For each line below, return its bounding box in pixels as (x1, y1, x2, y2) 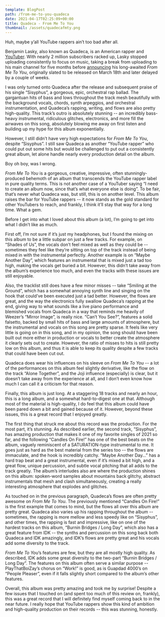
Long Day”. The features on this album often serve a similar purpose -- (5, 560, 149, 566)
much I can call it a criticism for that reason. (5, 381, 94, 387)
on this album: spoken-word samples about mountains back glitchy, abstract (5, 473, 160, 479)
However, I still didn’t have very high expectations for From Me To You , (5, 136, 149, 142)
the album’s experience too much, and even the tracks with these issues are (5, 268, 159, 274)
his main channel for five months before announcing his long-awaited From (5, 64, 158, 70)
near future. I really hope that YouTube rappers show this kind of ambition (5, 601, 155, 607)
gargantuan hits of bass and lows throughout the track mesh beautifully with (5, 94, 160, 101)
